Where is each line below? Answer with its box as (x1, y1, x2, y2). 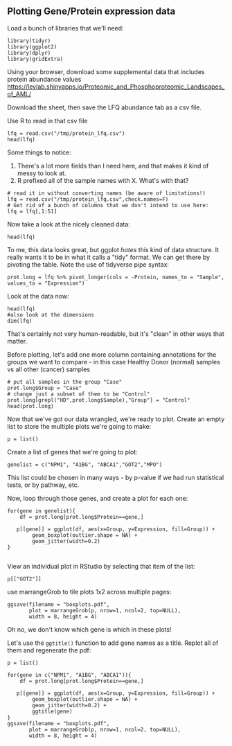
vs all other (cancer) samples (7, 365, 91, 373)
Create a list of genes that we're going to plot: (7, 447, 139, 456)
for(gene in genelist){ (7, 507, 76, 515)
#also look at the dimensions (7, 311, 95, 318)
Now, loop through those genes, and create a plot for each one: (7, 494, 188, 502)
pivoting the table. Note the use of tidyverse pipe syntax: (7, 260, 170, 269)
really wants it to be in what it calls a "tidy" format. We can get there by (7, 253, 210, 261)
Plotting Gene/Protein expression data (7, 6, 176, 17)
